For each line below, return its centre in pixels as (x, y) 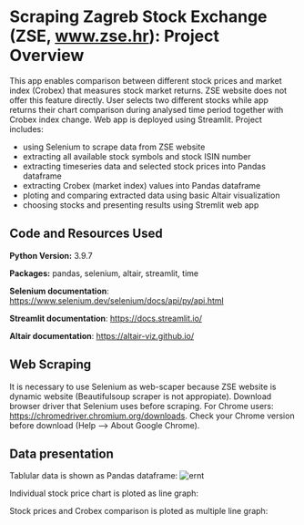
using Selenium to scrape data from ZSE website (114, 147)
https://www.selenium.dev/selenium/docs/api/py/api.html (117, 300)
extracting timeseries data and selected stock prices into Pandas (144, 166)
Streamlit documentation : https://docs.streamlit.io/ (106, 318)
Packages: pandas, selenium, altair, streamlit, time (104, 273)
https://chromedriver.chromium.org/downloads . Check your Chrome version (152, 416)
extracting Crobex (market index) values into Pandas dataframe (142, 185)
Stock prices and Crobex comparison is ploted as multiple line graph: (139, 511)
